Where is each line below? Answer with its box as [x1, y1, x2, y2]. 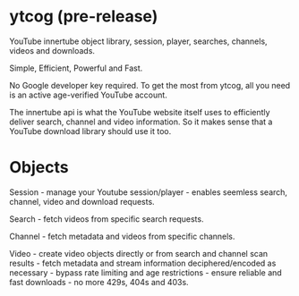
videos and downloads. [9, 45, 96, 55]
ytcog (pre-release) [9, 6, 158, 27]
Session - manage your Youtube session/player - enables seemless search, [9, 186, 288, 198]
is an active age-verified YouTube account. [9, 89, 167, 100]
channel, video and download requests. [9, 196, 155, 207]
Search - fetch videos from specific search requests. [9, 213, 204, 224]
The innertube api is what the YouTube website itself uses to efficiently [9, 106, 270, 117]
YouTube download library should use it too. [9, 125, 172, 136]
